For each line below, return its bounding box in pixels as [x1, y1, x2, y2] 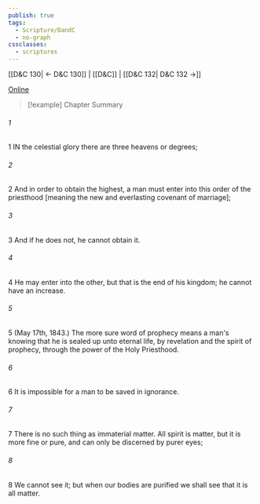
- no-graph [15, 33, 51, 42]
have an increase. [8, 286, 66, 295]
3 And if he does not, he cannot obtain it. [8, 235, 141, 244]
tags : [8, 19, 26, 27]
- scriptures [15, 48, 58, 56]
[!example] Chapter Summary [27, 100, 123, 109]
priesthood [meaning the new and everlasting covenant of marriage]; [8, 193, 232, 203]
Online [8, 85, 30, 94]
